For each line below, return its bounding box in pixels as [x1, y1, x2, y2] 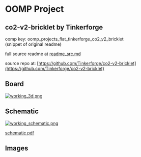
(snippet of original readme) [5, 41, 62, 47]
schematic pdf [5, 129, 34, 136]
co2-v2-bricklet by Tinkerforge [5, 23, 103, 31]
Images [5, 144, 28, 153]
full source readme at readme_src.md [5, 51, 81, 57]
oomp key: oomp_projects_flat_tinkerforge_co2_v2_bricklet [5, 36, 124, 42]
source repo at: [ [5, 61, 39, 66]
